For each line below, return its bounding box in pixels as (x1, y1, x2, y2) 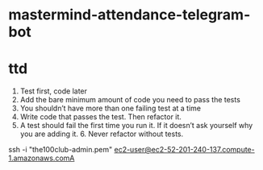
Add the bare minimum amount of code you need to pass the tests (19, 95, 240, 105)
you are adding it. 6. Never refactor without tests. (19, 129, 184, 139)
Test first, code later (19, 86, 87, 96)
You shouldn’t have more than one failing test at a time (19, 103, 202, 114)
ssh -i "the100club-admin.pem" (8, 145, 113, 155)
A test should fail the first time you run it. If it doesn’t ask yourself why (19, 121, 253, 131)
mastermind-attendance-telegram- (8, 6, 251, 24)
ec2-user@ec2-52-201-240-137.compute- (114, 145, 256, 155)
